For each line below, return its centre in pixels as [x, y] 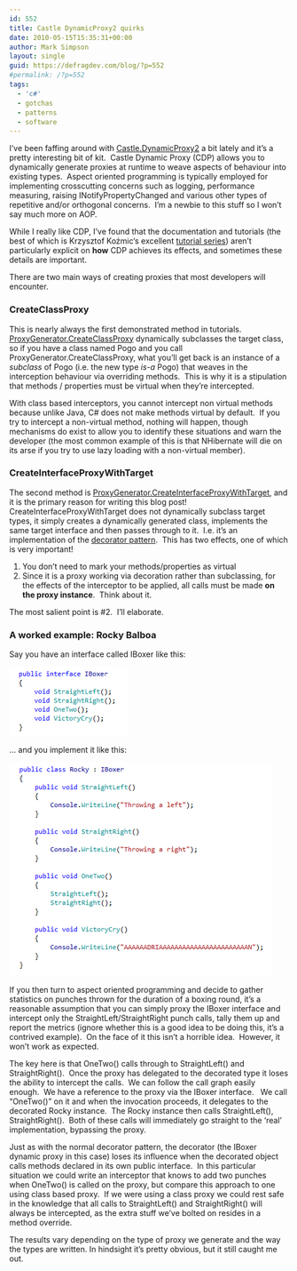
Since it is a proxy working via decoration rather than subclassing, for [149, 576]
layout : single [37, 56]
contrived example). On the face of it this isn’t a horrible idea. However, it [145, 1037]
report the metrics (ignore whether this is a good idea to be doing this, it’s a [147, 1027]
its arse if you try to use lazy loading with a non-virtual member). [127, 450]
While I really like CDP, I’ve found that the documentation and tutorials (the [145, 232]
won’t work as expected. [54, 1047]
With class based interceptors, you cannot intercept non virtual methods [141, 403]
